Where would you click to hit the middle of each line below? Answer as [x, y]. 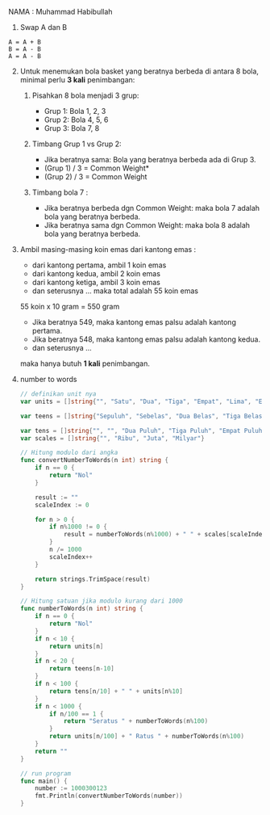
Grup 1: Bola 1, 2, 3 [75, 111]
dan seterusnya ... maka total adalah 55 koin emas [115, 291]
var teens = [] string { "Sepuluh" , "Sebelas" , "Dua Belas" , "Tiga [130, 416]
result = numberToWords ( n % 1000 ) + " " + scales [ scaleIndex [164, 535]
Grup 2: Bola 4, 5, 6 [76, 120]
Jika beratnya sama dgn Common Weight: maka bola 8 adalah [147, 225]
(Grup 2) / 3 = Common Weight [96, 176]
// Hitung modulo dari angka [69, 453]
